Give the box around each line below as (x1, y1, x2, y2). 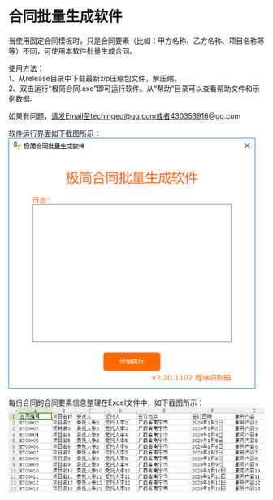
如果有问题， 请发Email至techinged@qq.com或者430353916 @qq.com (8, 111, 241, 120)
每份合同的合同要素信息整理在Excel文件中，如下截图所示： (8, 398, 205, 407)
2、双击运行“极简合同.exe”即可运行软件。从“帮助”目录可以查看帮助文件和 (8, 83, 253, 93)
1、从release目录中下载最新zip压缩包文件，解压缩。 (8, 73, 181, 83)
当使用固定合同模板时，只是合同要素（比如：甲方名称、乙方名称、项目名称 (8, 36, 258, 46)
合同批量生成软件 (8, 7, 123, 26)
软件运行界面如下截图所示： (8, 128, 102, 138)
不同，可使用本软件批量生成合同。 (22, 46, 136, 55)
